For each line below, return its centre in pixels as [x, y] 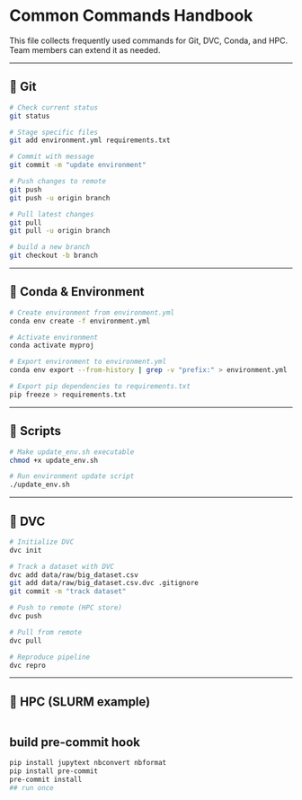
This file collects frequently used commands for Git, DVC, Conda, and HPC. [149, 40]
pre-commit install [46, 779]
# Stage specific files [54, 132]
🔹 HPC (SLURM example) [80, 702]
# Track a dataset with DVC [62, 566]
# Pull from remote [46, 632]
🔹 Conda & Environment [77, 292]
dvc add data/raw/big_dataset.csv [74, 575]
